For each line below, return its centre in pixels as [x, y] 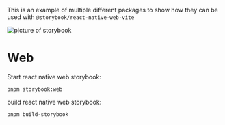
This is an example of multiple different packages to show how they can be [113, 10]
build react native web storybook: [54, 102]
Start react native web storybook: [54, 77]
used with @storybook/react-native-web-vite [71, 17]
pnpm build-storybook [38, 114]
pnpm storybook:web [35, 89]
